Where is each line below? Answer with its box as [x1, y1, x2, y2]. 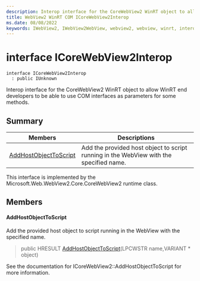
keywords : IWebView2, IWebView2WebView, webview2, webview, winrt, [6, 25, 177, 31]
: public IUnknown [11, 75, 58, 82]
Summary [6, 116, 43, 126]
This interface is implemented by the [6, 173, 96, 181]
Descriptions [117, 134, 155, 141]
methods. [6, 99, 30, 106]
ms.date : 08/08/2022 [6, 20, 58, 26]
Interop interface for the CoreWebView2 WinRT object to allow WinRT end [6, 86, 187, 93]
